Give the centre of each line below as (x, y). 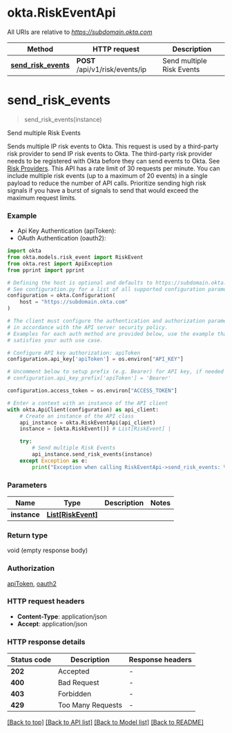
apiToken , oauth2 (32, 583)
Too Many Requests (90, 705)
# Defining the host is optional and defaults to (80, 283)
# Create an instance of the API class (77, 416)
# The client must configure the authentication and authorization (106, 321)
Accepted (74, 671)
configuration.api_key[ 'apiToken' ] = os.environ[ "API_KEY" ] (96, 359)
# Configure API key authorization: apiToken (74, 353)
